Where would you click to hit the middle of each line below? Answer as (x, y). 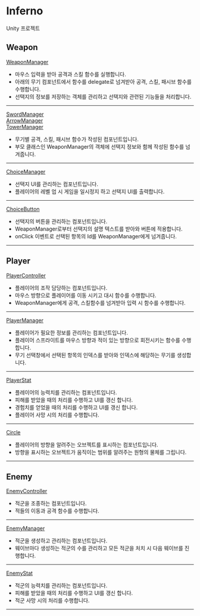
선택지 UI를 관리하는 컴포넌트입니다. (57, 184)
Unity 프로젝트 (23, 28)
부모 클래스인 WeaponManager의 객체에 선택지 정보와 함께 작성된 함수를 (99, 146)
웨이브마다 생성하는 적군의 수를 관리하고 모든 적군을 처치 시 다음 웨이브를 (99, 548)
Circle (13, 432)
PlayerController (26, 275)
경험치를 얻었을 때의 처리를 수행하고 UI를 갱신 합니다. (76, 407)
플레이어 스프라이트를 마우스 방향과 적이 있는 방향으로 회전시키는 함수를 (97, 340)
